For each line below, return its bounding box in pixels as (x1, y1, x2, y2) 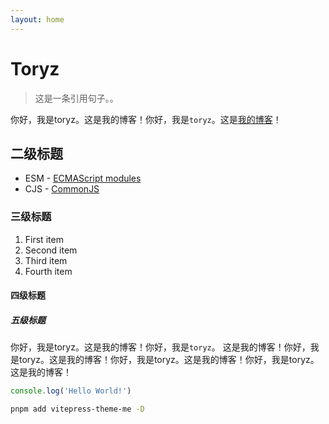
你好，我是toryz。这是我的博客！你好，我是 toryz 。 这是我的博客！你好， (10, 341, 311, 353)
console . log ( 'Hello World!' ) (10, 386, 132, 396)
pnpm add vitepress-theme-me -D (10, 404, 145, 415)
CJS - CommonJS (24, 183, 100, 195)
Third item (24, 254, 68, 266)
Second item (24, 244, 78, 256)
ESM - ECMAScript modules (24, 172, 142, 185)
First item (24, 233, 64, 245)
